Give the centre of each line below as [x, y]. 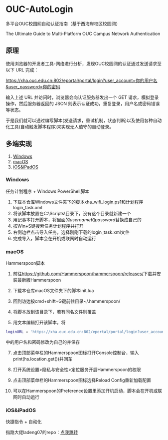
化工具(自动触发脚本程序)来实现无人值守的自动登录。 [60, 126]
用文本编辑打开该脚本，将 [39, 323]
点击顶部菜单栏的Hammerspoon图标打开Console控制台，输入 [76, 353]
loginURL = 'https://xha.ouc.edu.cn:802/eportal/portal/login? [73, 332]
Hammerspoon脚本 [25, 263]
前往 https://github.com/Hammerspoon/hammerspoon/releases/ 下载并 [84, 274]
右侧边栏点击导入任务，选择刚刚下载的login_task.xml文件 [71, 232]
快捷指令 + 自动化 [24, 422]
